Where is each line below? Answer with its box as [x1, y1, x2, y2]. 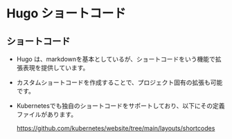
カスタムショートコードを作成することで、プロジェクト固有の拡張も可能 [16, 78, 223, 86]
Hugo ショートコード [6, 6, 126, 21]
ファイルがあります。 [16, 111, 78, 118]
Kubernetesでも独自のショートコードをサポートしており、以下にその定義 [16, 102, 225, 110]
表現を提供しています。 [22, 64, 89, 72]
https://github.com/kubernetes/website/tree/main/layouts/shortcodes [16, 124, 215, 132]
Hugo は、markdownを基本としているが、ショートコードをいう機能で [16, 55, 216, 63]
